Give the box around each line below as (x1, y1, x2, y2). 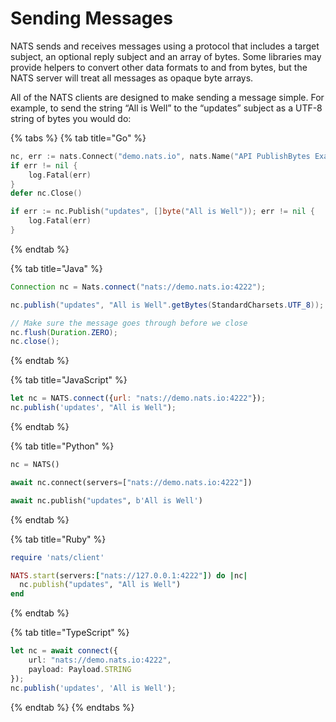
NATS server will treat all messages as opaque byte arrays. (10, 72, 254, 84)
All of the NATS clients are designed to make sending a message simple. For (10, 91, 325, 103)
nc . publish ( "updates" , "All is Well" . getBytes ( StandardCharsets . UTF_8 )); (10, 300, 325, 310)
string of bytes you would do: (10, 112, 132, 124)
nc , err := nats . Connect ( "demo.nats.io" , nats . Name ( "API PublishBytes (10, 151, 311, 161)
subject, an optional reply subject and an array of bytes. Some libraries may (10, 50, 322, 62)
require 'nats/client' (10, 552, 105, 562)
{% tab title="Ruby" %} (10, 533, 107, 545)
